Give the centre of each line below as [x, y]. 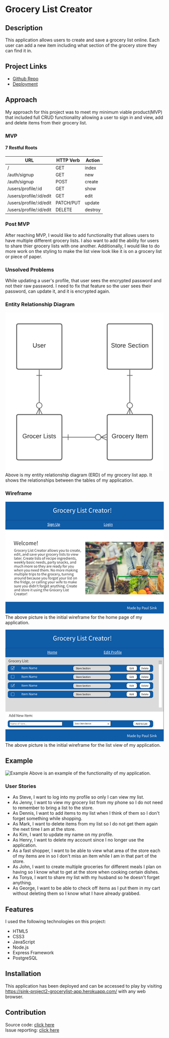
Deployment [25, 84]
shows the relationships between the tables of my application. [69, 480]
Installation [23, 974]
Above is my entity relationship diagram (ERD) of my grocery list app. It [79, 475]
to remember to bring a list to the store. [53, 808]
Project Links [26, 67]
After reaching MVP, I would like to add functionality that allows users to [80, 235]
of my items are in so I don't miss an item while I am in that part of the [84, 856]
